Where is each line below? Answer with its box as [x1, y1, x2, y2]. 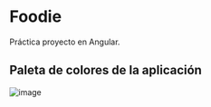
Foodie [9, 6, 62, 27]
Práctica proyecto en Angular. [9, 36, 120, 47]
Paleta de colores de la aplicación [9, 63, 202, 78]
